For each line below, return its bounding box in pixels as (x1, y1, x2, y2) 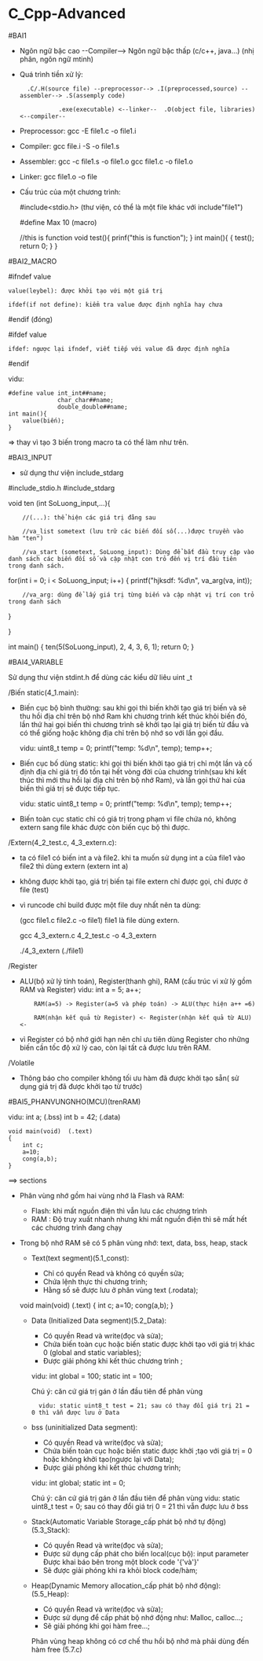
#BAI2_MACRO (8, 257, 57, 266)
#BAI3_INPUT (8, 452, 53, 462)
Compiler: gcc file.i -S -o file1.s (19, 141, 120, 150)
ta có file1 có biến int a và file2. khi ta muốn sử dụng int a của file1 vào (19, 853, 246, 862)
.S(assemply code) (65, 91, 126, 99)
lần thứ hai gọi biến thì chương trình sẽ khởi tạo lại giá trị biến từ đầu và (19, 719, 249, 729)
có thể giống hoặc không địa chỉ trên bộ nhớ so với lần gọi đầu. (19, 728, 225, 737)
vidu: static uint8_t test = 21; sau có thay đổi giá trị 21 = (38, 1401, 250, 1409)
